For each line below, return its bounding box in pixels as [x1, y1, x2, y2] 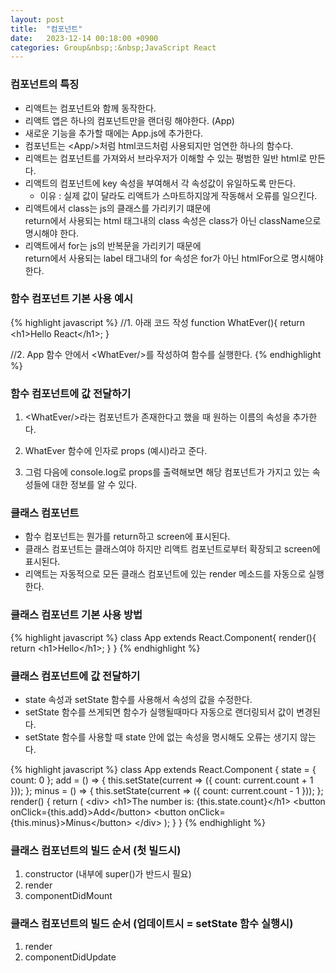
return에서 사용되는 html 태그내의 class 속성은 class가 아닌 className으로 [24, 214, 322, 226]
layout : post [10, 14, 65, 25]
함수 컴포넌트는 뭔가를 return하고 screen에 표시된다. [24, 531, 231, 543]
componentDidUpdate [24, 951, 117, 963]
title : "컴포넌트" [10, 24, 83, 34]
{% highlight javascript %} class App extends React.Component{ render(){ [10, 631, 317, 643]
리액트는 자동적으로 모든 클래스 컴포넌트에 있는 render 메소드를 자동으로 [24, 568, 307, 580]
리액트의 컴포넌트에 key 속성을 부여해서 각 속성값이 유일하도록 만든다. [24, 177, 296, 189]
